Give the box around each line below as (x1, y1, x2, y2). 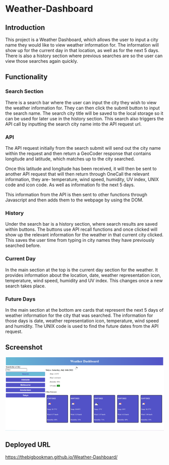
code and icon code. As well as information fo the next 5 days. (5, 182, 135, 188)
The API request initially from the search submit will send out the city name (5, 145, 161, 151)
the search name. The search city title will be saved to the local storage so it (5, 110, 163, 116)
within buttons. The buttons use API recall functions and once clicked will (5, 226, 158, 233)
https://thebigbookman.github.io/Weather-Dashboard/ (5, 454, 118, 460)
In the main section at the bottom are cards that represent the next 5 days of (5, 307, 164, 313)
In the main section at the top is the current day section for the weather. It (5, 267, 158, 273)
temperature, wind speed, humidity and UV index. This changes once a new (5, 277, 163, 283)
